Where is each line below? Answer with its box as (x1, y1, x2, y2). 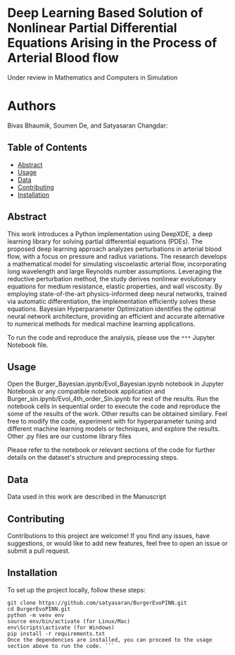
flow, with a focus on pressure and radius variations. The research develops (7, 252, 227, 260)
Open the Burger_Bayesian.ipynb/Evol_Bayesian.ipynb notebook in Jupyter (7, 379, 224, 388)
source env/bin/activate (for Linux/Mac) (7, 618, 131, 625)
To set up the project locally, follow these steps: (7, 585, 146, 594)
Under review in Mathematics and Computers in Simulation (7, 73, 178, 82)
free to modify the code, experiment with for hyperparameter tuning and (7, 417, 217, 426)
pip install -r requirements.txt (7, 630, 106, 637)
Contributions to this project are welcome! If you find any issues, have (7, 531, 210, 540)
